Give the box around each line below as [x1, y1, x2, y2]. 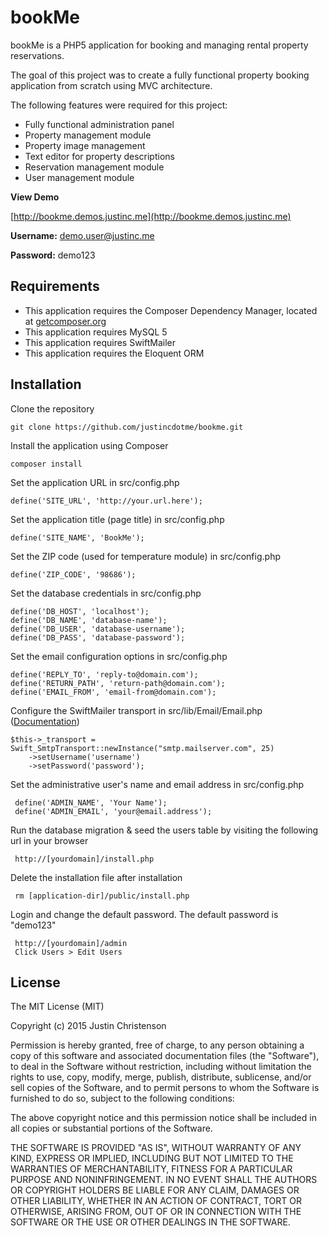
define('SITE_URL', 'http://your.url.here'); [10, 496, 203, 506]
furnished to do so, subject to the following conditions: [10, 1092, 235, 1105]
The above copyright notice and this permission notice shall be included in [10, 1112, 317, 1124]
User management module [24, 171, 135, 183]
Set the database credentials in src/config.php [10, 587, 202, 599]
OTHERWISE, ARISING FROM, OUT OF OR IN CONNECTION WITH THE [10, 1206, 302, 1218]
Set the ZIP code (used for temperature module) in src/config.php [10, 550, 281, 562]
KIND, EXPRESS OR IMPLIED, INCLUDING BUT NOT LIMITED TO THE [10, 1152, 294, 1165]
